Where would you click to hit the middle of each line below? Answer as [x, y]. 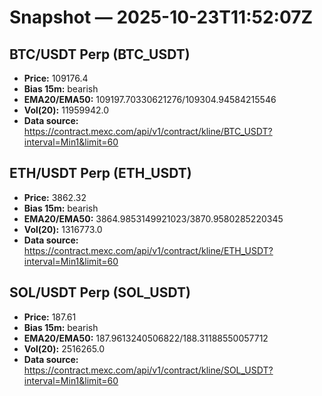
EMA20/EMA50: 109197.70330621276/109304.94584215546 [150, 99]
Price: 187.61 [50, 317]
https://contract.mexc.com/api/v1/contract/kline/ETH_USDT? [148, 250]
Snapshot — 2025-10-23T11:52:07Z [161, 17]
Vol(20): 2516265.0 [64, 348]
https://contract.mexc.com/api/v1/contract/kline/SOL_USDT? [148, 370]
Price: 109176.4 [56, 78]
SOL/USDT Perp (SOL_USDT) [100, 292]
